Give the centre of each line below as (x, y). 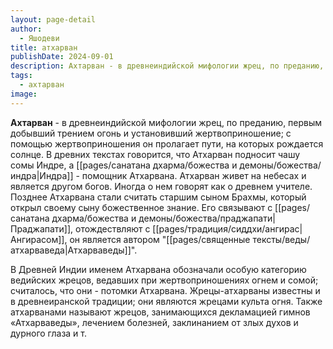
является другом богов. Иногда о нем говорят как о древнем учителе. (161, 186)
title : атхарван (44, 47)
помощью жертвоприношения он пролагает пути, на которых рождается (167, 143)
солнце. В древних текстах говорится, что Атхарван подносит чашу (155, 154)
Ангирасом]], (39, 239)
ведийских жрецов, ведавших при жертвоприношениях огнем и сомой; (164, 280)
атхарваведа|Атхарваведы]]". (74, 250)
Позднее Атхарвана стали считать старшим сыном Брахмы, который (158, 197)
